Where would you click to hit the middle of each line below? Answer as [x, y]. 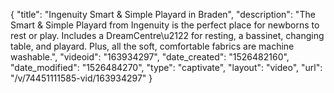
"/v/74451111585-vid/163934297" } [81, 78]
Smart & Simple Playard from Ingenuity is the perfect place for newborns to [165, 25]
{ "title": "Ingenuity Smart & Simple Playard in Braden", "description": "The [163, 14]
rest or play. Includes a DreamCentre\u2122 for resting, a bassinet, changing [167, 35]
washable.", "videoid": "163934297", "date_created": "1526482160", [150, 57]
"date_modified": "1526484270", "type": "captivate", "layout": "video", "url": [166, 67]
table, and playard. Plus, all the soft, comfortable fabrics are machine [152, 46]
